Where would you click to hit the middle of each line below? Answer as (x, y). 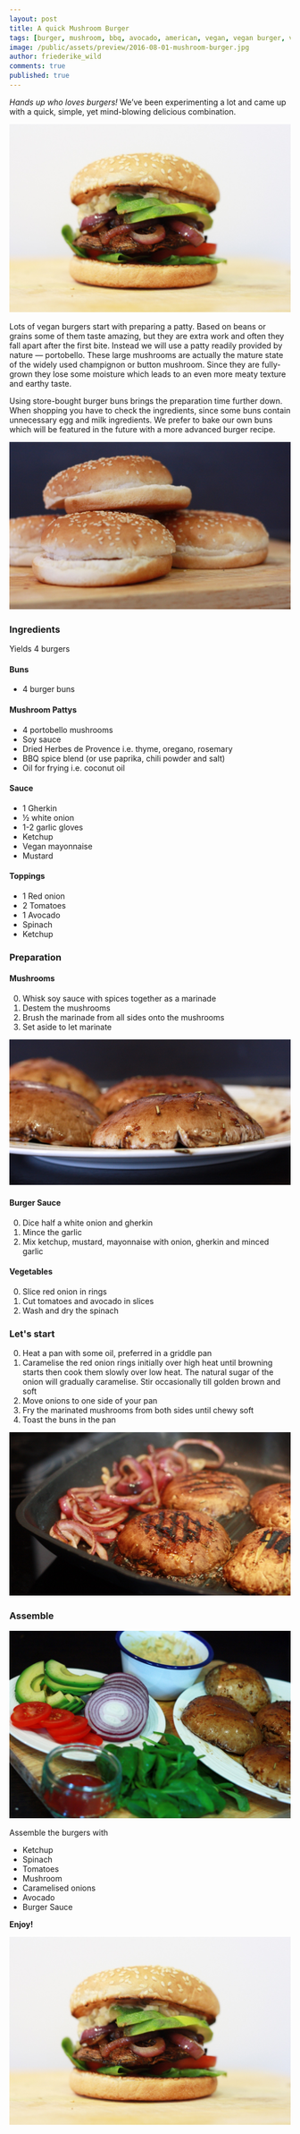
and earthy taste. (41, 383)
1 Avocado (41, 915)
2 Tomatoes (44, 905)
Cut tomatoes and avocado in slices (88, 1301)
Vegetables (31, 1272)
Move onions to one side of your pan (90, 1401)
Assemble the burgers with (59, 1833)
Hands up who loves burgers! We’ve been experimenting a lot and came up (148, 102)
